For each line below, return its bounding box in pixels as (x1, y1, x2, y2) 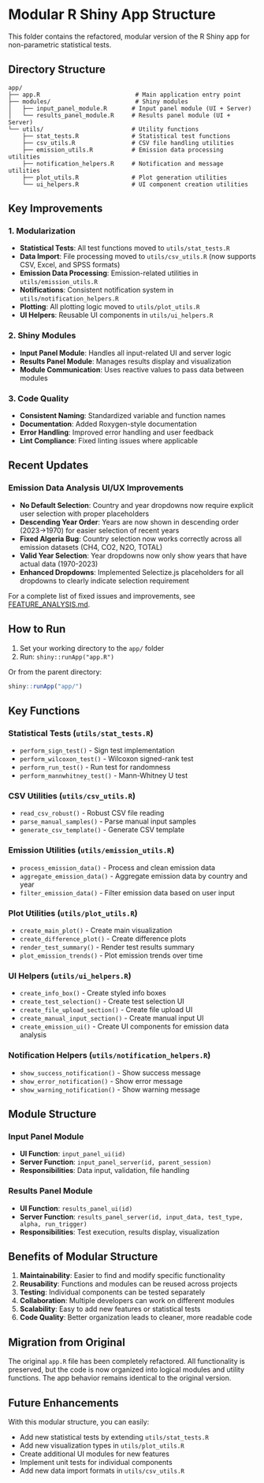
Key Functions (8, 704, 80, 717)
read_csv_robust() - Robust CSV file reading (19, 809, 165, 818)
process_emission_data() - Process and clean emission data (19, 862, 215, 872)
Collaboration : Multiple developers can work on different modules (19, 1296, 235, 1306)
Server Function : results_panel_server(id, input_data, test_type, (19, 1212, 244, 1221)
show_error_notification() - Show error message (19, 1076, 183, 1085)
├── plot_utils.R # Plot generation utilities (22, 174, 227, 181)
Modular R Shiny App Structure (8, 6, 216, 24)
